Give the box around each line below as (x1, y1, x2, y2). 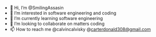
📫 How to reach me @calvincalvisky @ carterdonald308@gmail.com (9, 26, 151, 32)
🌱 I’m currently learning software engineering (9, 15, 103, 21)
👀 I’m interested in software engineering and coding (9, 10, 116, 16)
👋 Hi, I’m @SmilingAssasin (9, 5, 64, 10)
